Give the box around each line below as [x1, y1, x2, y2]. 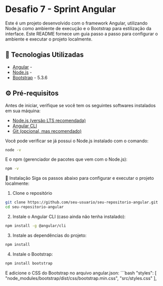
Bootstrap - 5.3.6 [12, 74, 48, 81]
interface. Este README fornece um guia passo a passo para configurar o [5, 31, 158, 37]
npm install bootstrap [5, 260, 53, 266]
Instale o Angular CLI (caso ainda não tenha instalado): [12, 214, 126, 220]
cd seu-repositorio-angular [5, 204, 64, 210]
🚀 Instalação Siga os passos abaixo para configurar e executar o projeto [5, 175, 154, 181]
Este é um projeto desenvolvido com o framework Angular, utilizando [5, 20, 148, 26]
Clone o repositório [12, 190, 53, 196]
